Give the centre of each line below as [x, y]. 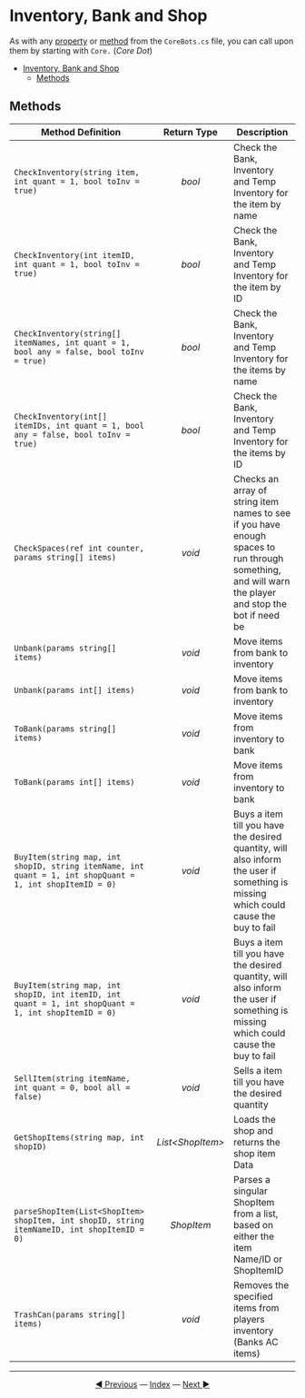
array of [250, 490]
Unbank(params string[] [65, 648]
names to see [262, 512]
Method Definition [81, 132]
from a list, [256, 1214]
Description [262, 132]
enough [249, 535]
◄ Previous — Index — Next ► [152, 1384]
